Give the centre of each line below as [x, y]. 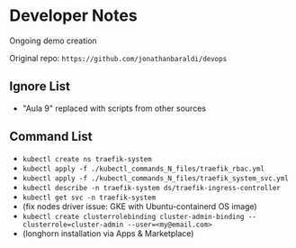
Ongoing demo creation [53, 41]
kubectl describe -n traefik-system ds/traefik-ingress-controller [151, 188]
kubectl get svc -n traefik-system [89, 197]
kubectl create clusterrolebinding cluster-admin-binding [133, 216]
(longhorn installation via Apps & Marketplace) [108, 233]
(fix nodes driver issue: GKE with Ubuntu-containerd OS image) [140, 206]
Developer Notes [73, 16]
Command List [51, 137]
